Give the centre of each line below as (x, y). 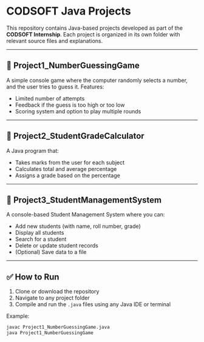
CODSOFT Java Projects (69, 11)
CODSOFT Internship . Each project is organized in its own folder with (93, 34)
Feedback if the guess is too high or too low (70, 105)
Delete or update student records (56, 246)
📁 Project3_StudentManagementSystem (84, 200)
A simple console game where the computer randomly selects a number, (97, 80)
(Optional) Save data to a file (51, 252)
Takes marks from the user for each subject (70, 163)
